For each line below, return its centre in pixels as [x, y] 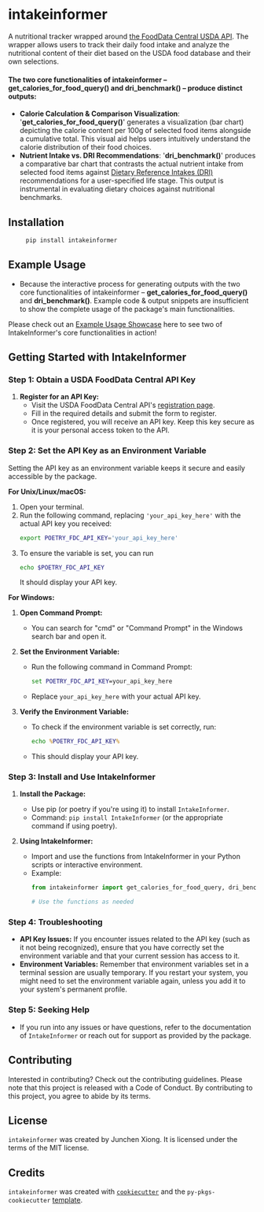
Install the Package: [53, 794]
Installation [36, 222]
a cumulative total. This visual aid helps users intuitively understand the [135, 139]
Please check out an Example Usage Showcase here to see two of [115, 324]
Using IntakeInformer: [56, 841]
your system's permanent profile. [73, 989]
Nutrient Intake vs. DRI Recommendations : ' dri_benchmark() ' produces [137, 156]
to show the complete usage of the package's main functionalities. [127, 309]
